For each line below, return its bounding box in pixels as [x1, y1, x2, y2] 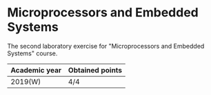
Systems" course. [7, 49, 58, 57]
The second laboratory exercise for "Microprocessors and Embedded [7, 42, 205, 50]
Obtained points [68, 65, 123, 74]
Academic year [10, 65, 62, 74]
